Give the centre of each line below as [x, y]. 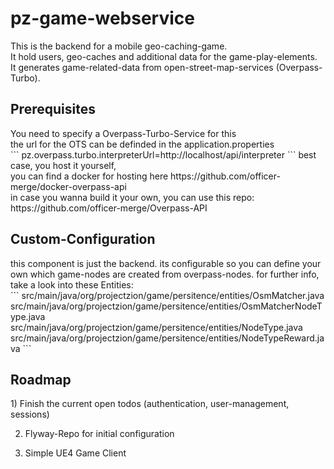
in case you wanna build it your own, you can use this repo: [132, 197]
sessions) [30, 414]
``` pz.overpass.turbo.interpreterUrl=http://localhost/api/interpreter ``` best [163, 154]
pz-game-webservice [102, 18]
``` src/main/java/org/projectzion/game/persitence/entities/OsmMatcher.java [167, 295]
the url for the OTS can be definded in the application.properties [142, 144]
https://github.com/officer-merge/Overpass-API [109, 208]
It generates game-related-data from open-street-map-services [142, 67]
